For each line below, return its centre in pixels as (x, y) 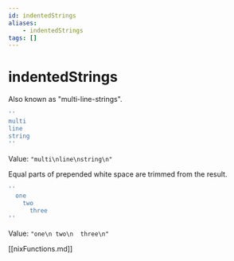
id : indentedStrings (43, 16)
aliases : (23, 23)
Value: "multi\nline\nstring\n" (60, 158)
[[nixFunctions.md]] (41, 248)
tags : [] (23, 38)
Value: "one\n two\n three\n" (59, 233)
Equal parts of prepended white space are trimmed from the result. (118, 174)
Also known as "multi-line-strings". (65, 99)
